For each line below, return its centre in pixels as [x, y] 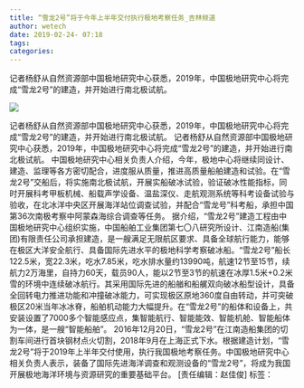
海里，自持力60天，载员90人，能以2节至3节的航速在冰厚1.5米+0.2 [161, 273]
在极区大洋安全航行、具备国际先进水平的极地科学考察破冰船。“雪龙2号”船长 [150, 251]
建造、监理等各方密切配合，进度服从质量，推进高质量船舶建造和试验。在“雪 [150, 171]
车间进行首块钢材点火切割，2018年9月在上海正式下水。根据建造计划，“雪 [153, 341]
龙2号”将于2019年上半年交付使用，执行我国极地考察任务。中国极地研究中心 [149, 352]
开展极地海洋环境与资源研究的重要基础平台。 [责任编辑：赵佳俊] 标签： [142, 374]
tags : [19, 43]
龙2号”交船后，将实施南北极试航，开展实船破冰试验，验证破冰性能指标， [144, 183]
